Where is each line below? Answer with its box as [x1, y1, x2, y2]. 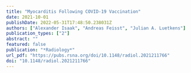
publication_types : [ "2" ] [6, 31, 70, 36]
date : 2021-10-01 [6, 14, 49, 20]
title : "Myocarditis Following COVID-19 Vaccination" [6, 8, 141, 15]
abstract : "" [6, 36, 38, 42]
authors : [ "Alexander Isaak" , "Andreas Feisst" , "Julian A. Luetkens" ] [6, 25, 186, 31]
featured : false [6, 42, 46, 48]
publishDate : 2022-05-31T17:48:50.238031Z [6, 19, 112, 25]
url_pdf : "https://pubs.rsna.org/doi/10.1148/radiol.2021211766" [6, 52, 170, 58]
